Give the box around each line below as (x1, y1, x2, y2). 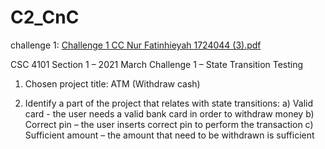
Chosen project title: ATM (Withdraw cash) (24, 77, 201, 90)
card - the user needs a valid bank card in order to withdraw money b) (24, 107, 315, 120)
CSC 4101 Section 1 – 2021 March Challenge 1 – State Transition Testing (10, 58, 304, 70)
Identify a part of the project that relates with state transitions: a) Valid (24, 97, 313, 109)
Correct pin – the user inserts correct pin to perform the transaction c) (24, 118, 314, 130)
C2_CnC (10, 6, 80, 29)
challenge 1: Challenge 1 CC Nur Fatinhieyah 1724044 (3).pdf (10, 39, 262, 51)
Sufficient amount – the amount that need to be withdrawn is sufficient (24, 129, 315, 141)
